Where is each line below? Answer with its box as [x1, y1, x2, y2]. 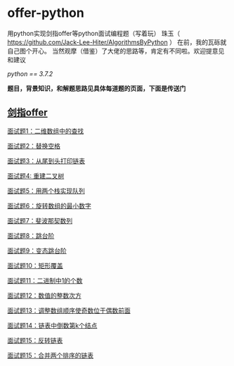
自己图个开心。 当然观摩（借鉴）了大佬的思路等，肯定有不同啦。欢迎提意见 [7, 46, 225, 55]
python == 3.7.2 [7, 69, 53, 78]
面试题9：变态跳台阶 [7, 246, 67, 255]
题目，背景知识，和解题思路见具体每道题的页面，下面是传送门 [7, 84, 186, 92]
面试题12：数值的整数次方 [7, 291, 82, 300]
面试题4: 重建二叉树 [7, 171, 65, 180]
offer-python [7, 5, 84, 21]
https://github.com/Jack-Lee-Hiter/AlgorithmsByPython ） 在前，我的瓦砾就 [7, 37, 227, 46]
